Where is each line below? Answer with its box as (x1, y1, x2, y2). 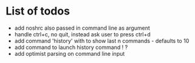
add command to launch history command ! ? (14, 44, 128, 51)
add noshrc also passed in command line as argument (14, 24, 150, 31)
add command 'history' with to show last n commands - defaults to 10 (14, 37, 190, 44)
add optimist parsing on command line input (14, 50, 125, 57)
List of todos (5, 4, 70, 18)
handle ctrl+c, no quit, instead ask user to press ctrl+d (14, 30, 151, 38)
